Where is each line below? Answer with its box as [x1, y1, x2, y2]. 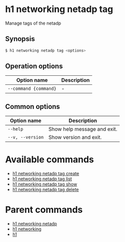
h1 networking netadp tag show [12, 181, 77, 187]
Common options [5, 102, 60, 111]
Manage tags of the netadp [5, 20, 61, 26]
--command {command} [7, 86, 56, 91]
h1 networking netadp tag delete [12, 187, 79, 193]
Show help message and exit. [48, 126, 117, 133]
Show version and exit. [48, 134, 102, 141]
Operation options [5, 62, 63, 71]
